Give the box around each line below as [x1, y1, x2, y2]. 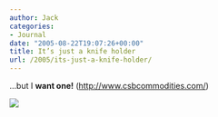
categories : [9, 22, 54, 31]
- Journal [9, 30, 47, 39]
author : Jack [9, 13, 59, 23]
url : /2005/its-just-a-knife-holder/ [9, 55, 153, 64]
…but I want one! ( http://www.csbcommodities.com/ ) [9, 81, 209, 91]
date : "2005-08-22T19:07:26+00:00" [9, 38, 144, 48]
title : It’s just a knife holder [9, 47, 136, 56]
